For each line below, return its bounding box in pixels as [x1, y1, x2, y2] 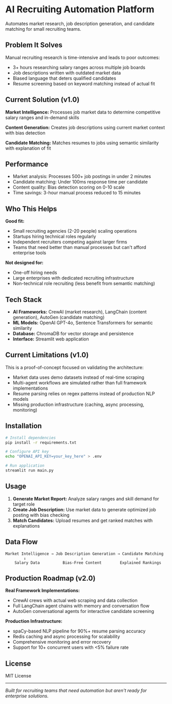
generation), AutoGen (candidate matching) [12, 314, 105, 320]
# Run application [5, 463, 45, 468]
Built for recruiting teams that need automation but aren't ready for [5, 688, 147, 694]
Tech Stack [5, 295, 42, 304]
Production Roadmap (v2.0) [5, 574, 96, 582]
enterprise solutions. [5, 693, 49, 699]
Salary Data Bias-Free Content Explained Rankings [14, 560, 161, 565]
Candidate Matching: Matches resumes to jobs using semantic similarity [5, 140, 159, 146]
